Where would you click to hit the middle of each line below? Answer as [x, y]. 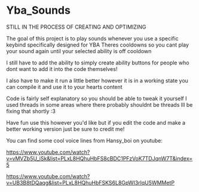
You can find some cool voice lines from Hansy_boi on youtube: [85, 140]
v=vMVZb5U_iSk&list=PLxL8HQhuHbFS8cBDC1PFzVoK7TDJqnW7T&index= [99, 158]
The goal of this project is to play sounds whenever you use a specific [92, 38]
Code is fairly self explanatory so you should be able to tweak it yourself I [97, 98]
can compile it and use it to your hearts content [64, 86]
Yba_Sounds [38, 10]
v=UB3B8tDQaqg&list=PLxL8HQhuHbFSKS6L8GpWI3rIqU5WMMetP [91, 182]
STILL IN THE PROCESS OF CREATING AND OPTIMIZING [76, 27]
